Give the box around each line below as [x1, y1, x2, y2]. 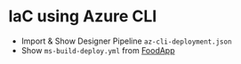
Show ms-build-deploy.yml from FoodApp [20, 44, 175, 55]
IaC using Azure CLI [8, 6, 157, 27]
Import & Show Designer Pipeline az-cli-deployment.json [20, 36, 232, 46]
